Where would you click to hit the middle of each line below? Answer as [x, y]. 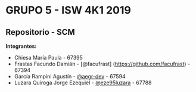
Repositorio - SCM [40, 32]
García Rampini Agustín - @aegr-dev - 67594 [70, 76]
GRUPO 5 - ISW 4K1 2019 [69, 10]
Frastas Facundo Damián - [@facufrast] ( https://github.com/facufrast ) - [102, 64]
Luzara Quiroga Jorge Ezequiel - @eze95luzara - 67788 [83, 83]
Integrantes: [21, 46]
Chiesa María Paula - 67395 [48, 57]
